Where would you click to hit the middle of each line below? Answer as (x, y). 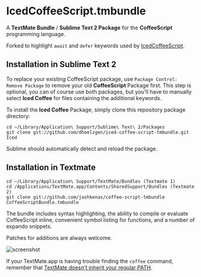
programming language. (36, 34)
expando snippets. (29, 226)
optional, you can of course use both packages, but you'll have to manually (99, 92)
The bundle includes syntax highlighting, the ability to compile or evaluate (97, 213)
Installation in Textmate (51, 168)
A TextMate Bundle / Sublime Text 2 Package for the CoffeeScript (89, 28)
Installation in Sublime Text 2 (61, 64)
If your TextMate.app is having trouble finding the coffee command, (90, 261)
